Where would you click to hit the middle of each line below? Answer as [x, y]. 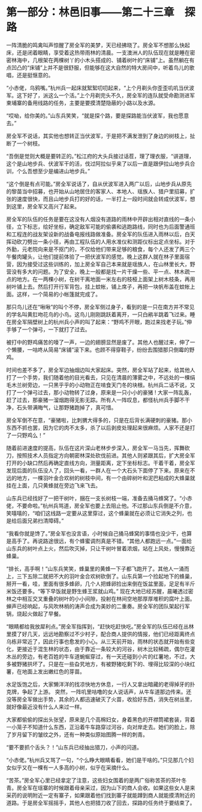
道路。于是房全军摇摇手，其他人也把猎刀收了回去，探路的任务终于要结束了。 [101, 802]
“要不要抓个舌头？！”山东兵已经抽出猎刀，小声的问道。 [74, 747]
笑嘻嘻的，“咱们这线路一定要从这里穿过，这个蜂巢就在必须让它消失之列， [97, 513]
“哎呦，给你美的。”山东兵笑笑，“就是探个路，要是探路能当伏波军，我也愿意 [98, 115]
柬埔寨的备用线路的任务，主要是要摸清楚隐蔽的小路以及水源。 [82, 103]
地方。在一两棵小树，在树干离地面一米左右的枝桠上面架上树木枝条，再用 [106, 279]
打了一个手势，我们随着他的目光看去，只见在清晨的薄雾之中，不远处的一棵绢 [101, 377]
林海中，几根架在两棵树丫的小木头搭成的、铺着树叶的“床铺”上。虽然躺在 [100, 60]
